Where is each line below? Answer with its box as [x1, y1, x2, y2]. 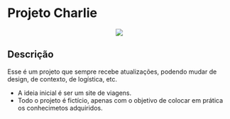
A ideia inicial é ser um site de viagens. [17, 89, 132, 97]
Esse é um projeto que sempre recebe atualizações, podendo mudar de [7, 67, 217, 76]
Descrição [7, 48, 54, 61]
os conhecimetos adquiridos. [17, 103, 103, 112]
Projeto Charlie [7, 5, 98, 21]
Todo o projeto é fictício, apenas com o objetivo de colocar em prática [17, 96, 224, 104]
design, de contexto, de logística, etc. [7, 74, 118, 83]
